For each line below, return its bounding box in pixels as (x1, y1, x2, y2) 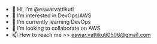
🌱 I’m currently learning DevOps (11, 18, 91, 25)
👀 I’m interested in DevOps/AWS (11, 12, 92, 19)
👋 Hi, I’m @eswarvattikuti (11, 6, 74, 12)
